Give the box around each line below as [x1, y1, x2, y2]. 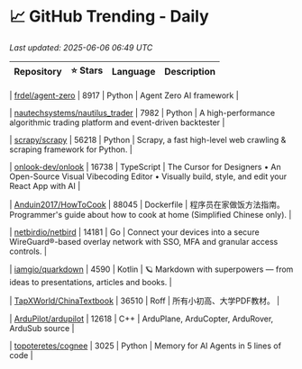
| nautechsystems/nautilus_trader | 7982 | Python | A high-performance [9, 107, 276, 118]
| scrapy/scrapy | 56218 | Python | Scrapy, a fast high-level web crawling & [9, 134, 287, 145]
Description [164, 66, 216, 78]
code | [9, 349, 33, 360]
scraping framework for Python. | [9, 144, 133, 155]
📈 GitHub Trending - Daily [9, 6, 209, 27]
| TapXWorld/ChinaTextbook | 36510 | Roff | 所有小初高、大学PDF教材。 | [9, 295, 280, 306]
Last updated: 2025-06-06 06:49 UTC [9, 41, 153, 53]
